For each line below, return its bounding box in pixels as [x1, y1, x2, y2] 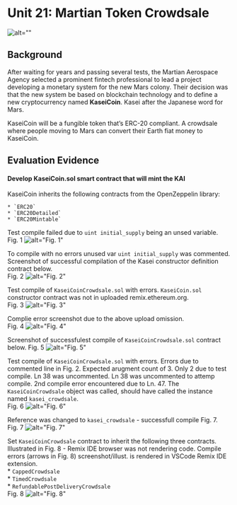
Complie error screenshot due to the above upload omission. [7, 315, 185, 323]
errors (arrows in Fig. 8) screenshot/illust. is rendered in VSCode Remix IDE [7, 452, 227, 460]
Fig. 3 [7, 301, 24, 309]
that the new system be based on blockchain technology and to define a [7, 90, 218, 98]
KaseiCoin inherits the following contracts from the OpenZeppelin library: [7, 190, 221, 199]
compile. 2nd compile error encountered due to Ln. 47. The [7, 380, 180, 388]
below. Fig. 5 [7, 343, 45, 352]
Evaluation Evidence [7, 154, 100, 167]
